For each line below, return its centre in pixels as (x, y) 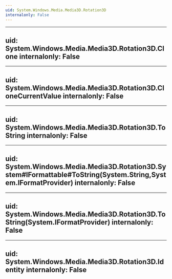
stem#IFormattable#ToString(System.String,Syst (86, 175)
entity (15, 269)
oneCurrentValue (33, 96)
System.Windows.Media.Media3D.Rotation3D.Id (85, 262)
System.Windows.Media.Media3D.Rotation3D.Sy (86, 167)
